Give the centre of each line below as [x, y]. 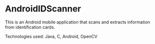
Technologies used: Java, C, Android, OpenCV [51, 36]
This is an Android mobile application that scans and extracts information [78, 22]
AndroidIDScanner [43, 9]
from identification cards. [30, 27]
